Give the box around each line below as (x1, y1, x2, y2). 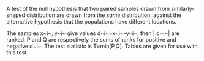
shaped (6, 11, 26, 19)
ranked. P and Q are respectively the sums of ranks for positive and (6, 36, 176, 43)
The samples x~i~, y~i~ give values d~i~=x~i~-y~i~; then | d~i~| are (6, 30, 179, 37)
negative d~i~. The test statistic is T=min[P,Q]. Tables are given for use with (6, 42, 198, 50)
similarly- (171, 5, 195, 12)
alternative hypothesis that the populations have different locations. (6, 18, 176, 25)
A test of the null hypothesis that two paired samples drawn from (6, 5, 170, 12)
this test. (6, 49, 29, 56)
